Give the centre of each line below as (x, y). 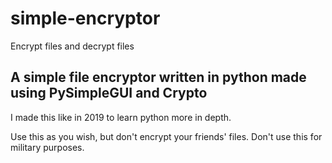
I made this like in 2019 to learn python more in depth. (121, 117)
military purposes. (47, 147)
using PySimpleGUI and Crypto (109, 93)
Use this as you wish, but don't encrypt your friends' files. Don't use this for (166, 136)
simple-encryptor (85, 18)
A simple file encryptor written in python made (158, 77)
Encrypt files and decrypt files (72, 46)
